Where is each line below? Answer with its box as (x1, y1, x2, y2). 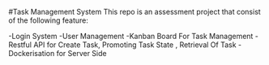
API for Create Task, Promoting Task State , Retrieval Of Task (33, 40, 237, 50)
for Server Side (56, 49, 107, 58)
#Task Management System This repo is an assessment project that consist (8, 7, 261, 16)
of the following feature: (8, 15, 89, 25)
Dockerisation (8, 49, 55, 58)
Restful (8, 40, 32, 50)
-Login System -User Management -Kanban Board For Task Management (8, 32, 254, 41)
